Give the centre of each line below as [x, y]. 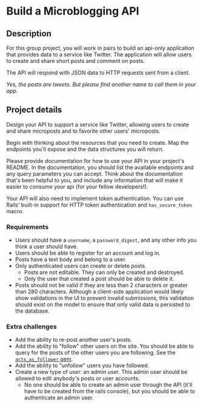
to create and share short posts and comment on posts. [76, 61]
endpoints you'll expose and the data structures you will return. [85, 149]
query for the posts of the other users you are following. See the [95, 353]
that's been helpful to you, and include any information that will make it [95, 180]
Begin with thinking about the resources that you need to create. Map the [98, 142]
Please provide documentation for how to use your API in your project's [95, 161]
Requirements [28, 227]
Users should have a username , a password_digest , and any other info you [106, 240]
